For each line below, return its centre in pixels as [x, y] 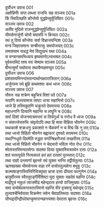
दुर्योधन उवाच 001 [19, 8]
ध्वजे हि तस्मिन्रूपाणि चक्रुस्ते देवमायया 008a [38, 106]
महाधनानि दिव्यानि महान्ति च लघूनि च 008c [39, 111]
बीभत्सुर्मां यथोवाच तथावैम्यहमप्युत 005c [35, 68]
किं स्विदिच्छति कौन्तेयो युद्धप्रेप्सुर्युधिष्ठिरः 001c [40, 18]
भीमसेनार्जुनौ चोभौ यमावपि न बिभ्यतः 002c [38, 35]
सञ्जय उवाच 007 [19, 89]
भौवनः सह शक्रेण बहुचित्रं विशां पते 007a [36, 95]
